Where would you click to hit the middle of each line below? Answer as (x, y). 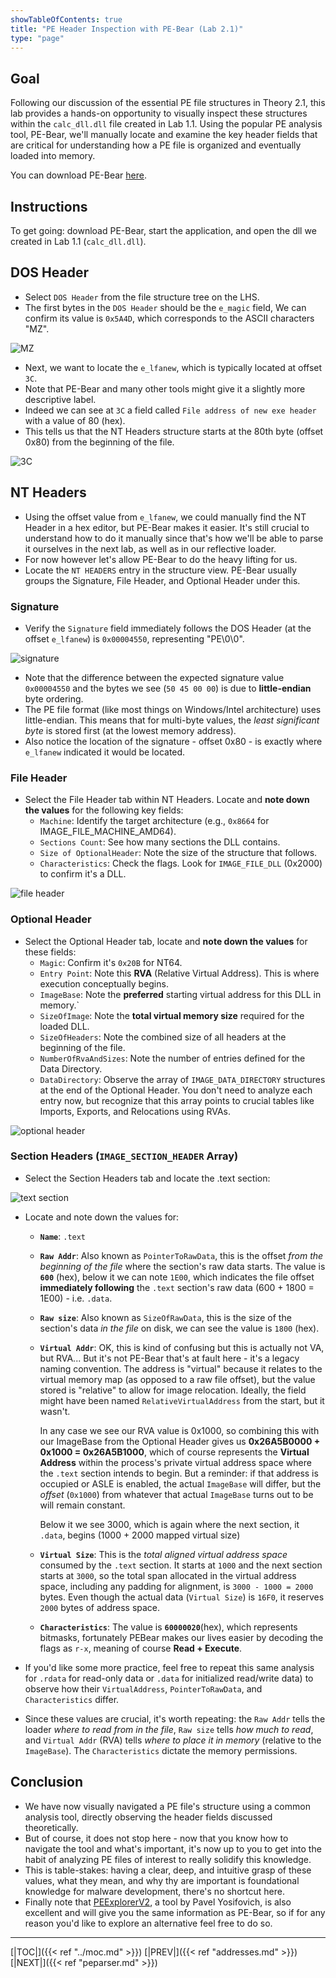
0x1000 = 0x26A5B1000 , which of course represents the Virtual (174, 1452)
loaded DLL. (64, 1026)
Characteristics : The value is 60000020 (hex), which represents (168, 1627)
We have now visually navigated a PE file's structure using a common (167, 1806)
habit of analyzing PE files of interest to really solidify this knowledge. (168, 1859)
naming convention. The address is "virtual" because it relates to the (181, 1368)
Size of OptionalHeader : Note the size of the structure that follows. (178, 853)
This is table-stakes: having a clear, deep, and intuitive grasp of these (168, 1870)
